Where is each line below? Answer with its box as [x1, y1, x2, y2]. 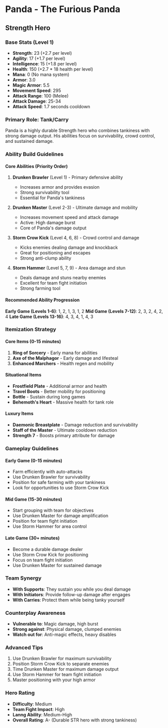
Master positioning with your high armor [12, 677, 96, 683]
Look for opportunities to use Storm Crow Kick [12, 484, 109, 491]
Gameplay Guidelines [5, 445, 59, 452]
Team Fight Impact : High [12, 706, 65, 712]
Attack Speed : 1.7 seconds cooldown [12, 103, 91, 109]
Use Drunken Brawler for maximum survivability [12, 656, 112, 662]
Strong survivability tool [20, 190, 69, 196]
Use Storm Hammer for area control [12, 523, 87, 529]
